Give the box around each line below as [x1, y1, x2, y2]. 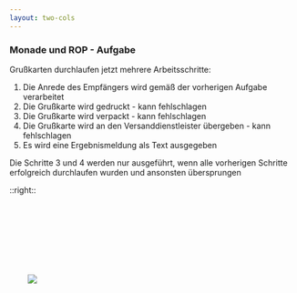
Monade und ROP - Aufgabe [9, 43, 137, 56]
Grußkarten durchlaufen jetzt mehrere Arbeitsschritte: [9, 64, 211, 75]
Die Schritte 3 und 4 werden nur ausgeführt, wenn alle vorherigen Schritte [9, 157, 289, 168]
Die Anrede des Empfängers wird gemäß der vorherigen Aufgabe [22, 81, 268, 92]
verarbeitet [22, 91, 65, 102]
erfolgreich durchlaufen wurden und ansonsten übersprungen [9, 167, 241, 177]
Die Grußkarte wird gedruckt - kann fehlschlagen [22, 101, 207, 112]
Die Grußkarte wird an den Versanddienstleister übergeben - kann [22, 120, 271, 131]
